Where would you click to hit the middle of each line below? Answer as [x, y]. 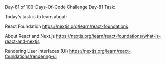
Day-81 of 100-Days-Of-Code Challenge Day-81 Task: [60, 7]
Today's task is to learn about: [36, 17]
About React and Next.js [30, 36]
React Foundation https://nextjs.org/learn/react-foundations [67, 26]
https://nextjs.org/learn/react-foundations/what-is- [108, 36]
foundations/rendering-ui [31, 56]
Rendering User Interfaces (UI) [37, 51]
